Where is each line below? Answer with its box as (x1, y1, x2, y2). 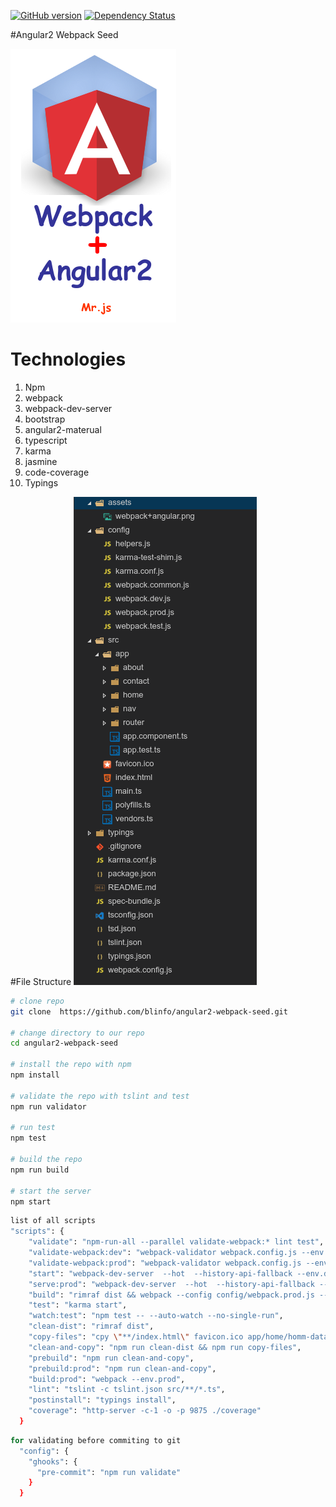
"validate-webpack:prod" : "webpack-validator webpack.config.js (28, 1258, 302, 1268)
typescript (24, 434, 68, 446)
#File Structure (10, 975, 72, 987)
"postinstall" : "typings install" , (28, 1395, 177, 1405)
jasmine (24, 455, 58, 467)
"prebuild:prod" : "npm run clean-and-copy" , (28, 1363, 217, 1374)
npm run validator (10, 1101, 87, 1112)
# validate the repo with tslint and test (10, 1091, 190, 1101)
